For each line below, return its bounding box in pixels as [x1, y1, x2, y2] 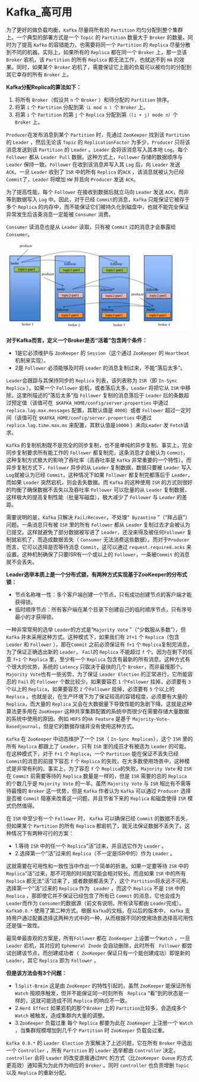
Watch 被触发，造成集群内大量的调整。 [14, 1012, 108, 1019]
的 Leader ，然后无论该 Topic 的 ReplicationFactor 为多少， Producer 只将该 [6, 138, 191, 146]
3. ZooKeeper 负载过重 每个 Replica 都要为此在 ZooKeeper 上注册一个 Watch [14, 1019, 193, 1026]
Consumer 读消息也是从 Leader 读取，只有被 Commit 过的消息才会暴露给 [6, 223, 176, 230]
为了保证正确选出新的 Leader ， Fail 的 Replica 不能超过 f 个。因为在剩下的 [6, 648, 188, 655]
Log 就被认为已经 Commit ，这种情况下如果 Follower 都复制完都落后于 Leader [6, 471, 188, 478]
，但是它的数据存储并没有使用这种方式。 [37, 722, 137, 729]
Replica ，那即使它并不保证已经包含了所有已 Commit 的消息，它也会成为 [6, 892, 181, 899]
